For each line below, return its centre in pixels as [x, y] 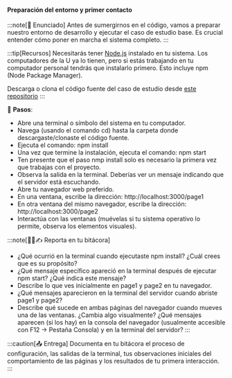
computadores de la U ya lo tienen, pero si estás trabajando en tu [100, 61]
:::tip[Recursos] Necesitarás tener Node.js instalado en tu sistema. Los [108, 53]
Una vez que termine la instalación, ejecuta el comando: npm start [111, 153]
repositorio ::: [26, 96]
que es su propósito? [47, 264]
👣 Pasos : [20, 110]
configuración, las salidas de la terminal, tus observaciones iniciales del [109, 354]
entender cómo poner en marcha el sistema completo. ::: [88, 40]
